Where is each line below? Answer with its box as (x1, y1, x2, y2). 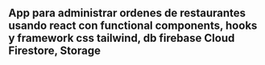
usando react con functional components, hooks (8, 19, 258, 33)
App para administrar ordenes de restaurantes (8, 6, 246, 20)
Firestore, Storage (8, 44, 101, 58)
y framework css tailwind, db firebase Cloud (8, 31, 235, 45)
